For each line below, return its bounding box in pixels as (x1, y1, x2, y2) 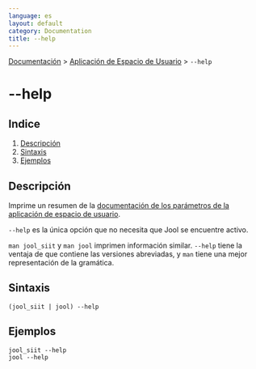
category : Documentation (8, 27, 92, 35)
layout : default (8, 19, 63, 28)
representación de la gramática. (8, 258, 115, 268)
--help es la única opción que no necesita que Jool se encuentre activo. (8, 225, 249, 235)
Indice (8, 117, 40, 130)
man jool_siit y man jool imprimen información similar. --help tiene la (8, 240, 242, 251)
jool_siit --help (8, 346, 67, 354)
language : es (8, 11, 52, 20)
